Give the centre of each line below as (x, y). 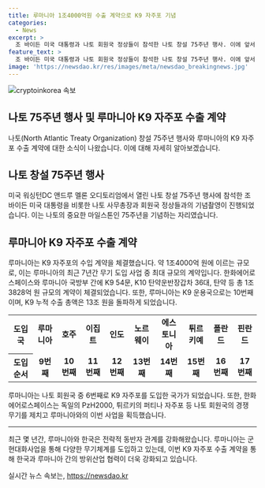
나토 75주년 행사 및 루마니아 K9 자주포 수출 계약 (117, 118)
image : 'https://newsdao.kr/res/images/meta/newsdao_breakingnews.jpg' (128, 67)
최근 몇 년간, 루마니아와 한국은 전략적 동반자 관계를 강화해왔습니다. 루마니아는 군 (131, 439)
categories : (28, 23)
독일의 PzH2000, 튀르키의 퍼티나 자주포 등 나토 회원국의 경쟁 (155, 405)
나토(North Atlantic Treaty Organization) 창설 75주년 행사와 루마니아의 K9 (124, 138)
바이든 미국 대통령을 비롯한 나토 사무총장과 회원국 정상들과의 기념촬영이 (118, 205)
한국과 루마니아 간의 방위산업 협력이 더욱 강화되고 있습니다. (107, 459)
